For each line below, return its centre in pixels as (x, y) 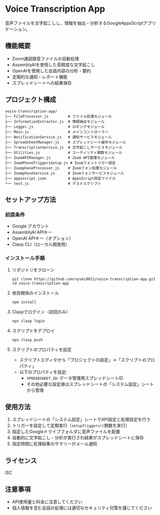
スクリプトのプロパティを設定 (42, 349)
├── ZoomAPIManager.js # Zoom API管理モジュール (60, 158)
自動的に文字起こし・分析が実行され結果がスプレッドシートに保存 (78, 438)
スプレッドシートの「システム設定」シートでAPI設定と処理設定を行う (81, 420)
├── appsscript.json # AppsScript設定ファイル (60, 178)
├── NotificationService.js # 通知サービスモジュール (58, 137)
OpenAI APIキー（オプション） (43, 238)
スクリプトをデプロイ (33, 330)
